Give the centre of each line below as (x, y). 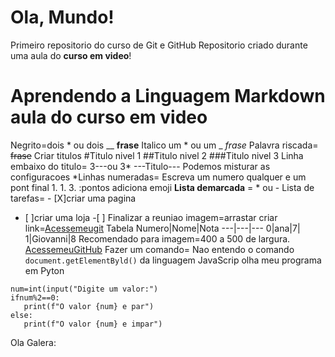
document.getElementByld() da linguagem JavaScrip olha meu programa (173, 260)
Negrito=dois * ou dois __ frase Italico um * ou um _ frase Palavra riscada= (164, 145)
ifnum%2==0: (35, 297)
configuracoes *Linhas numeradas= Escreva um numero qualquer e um (158, 177)
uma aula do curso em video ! (71, 55)
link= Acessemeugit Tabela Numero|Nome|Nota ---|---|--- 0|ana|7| (162, 228)
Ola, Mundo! (62, 17)
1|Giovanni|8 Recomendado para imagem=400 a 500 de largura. (157, 238)
